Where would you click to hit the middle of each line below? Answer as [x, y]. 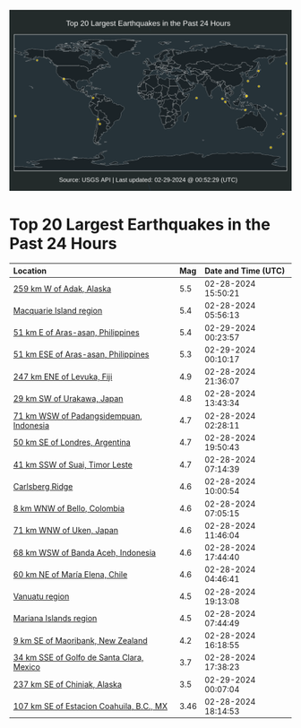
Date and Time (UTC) [245, 271]
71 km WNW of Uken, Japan [66, 531]
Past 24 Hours [63, 243]
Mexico [26, 667]
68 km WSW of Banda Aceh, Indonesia [85, 552]
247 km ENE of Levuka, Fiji [63, 377]
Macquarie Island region [58, 310]
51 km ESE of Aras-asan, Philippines [81, 354]
